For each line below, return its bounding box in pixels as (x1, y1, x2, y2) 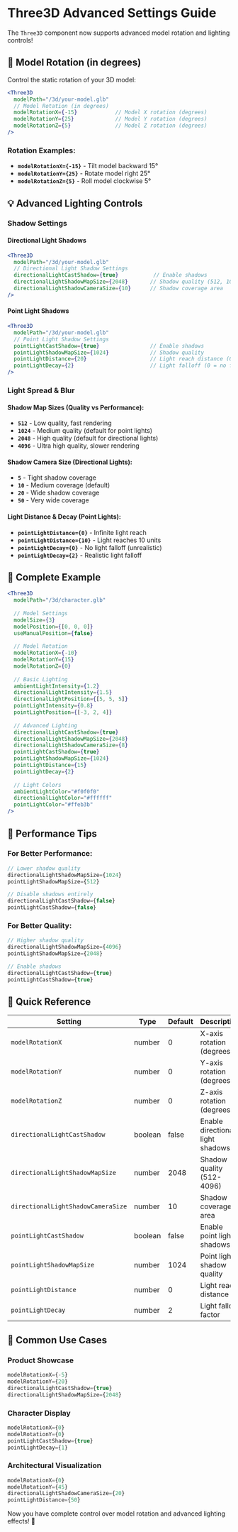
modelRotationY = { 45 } (7, 1483, 69, 1491)
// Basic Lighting (13, 676, 69, 683)
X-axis (200, 1029, 223, 1039)
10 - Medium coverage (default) (17, 481, 110, 490)
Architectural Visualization (7, 1460, 102, 1470)
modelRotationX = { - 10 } (13, 649, 78, 657)
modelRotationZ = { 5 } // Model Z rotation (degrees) (13, 122, 208, 129)
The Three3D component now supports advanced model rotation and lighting (7, 28, 230, 37)
